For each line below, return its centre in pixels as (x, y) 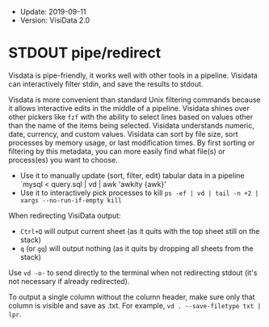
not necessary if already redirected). (69, 281)
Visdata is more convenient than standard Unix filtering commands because (134, 100)
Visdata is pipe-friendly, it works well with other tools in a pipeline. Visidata (133, 75)
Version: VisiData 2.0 (55, 20)
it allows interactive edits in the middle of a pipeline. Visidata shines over (129, 108)
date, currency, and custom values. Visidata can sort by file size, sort (123, 134)
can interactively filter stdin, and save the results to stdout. (106, 83)
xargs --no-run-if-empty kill (71, 200)
